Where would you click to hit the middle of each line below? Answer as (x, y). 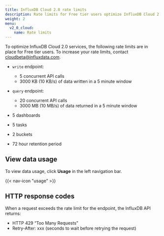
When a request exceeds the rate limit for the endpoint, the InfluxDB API (78, 208)
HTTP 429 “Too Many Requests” (45, 223)
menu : (11, 23)
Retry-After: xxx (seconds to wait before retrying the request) (74, 228)
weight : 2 (15, 19)
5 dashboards (26, 115)
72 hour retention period (37, 144)
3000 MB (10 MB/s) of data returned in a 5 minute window (78, 106)
